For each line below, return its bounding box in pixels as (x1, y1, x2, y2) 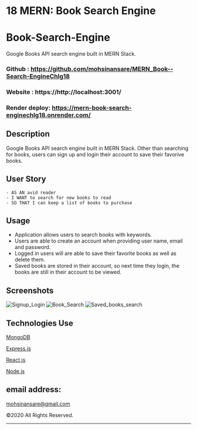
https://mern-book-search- (52, 104, 132, 112)
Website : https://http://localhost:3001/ (6, 88, 121, 96)
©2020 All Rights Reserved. (6, 411, 74, 418)
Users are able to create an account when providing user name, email (14, 237, 183, 244)
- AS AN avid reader (6, 189, 57, 196)
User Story (6, 174, 46, 184)
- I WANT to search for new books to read (6, 194, 111, 200)
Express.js (6, 344, 31, 352)
